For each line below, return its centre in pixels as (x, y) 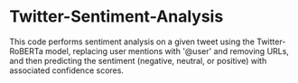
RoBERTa (26, 51)
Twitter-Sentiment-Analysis (116, 17)
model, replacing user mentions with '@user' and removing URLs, (167, 51)
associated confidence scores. (67, 70)
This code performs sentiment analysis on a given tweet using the (132, 41)
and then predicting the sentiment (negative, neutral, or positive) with (138, 60)
